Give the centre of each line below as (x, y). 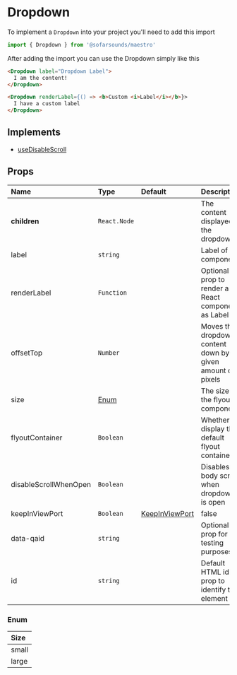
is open (213, 502)
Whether (215, 420)
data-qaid (28, 538)
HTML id (215, 572)
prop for (214, 534)
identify (213, 589)
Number (109, 353)
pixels (211, 379)
